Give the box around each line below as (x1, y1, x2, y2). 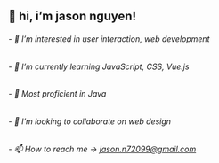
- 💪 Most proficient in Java (8, 89, 107, 99)
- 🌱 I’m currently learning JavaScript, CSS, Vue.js (8, 61, 190, 72)
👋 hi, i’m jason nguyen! (8, 9, 137, 24)
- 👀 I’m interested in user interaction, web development (8, 33, 210, 44)
